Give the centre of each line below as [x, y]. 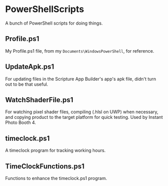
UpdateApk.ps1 [30, 67]
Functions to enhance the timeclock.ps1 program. [56, 178]
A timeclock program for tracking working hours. [55, 150]
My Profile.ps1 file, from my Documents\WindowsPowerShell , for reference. [80, 51]
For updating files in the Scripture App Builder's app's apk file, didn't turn [81, 79]
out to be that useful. [27, 84]
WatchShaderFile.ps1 [39, 100]
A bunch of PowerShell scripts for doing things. [54, 23]
